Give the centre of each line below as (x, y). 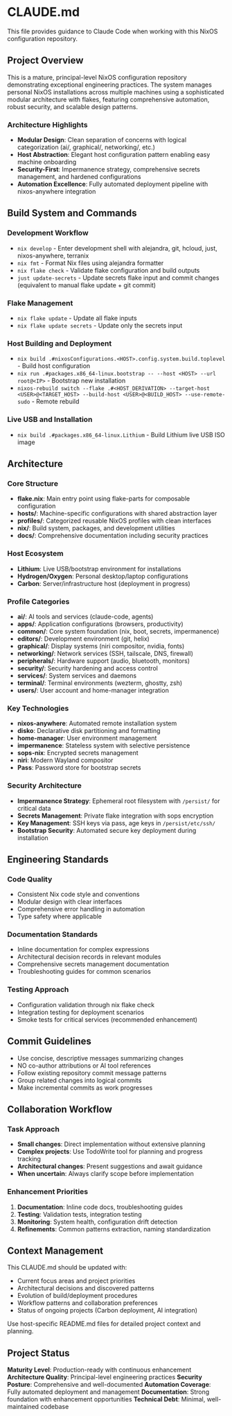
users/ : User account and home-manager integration (93, 690)
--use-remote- (205, 395)
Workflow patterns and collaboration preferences (87, 1303)
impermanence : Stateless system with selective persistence (104, 745)
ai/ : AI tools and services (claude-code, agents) (85, 616)
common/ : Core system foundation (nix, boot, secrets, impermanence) (118, 631)
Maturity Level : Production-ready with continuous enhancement (99, 1370)
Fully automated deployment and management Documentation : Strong (108, 1392)
